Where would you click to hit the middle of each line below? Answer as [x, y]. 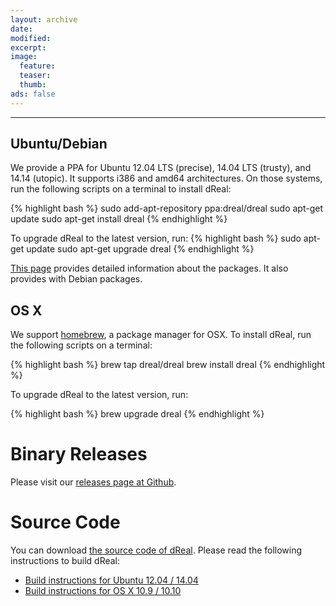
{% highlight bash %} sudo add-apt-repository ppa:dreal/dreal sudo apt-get [167, 208]
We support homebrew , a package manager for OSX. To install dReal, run [161, 335]
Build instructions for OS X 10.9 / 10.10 [103, 591]
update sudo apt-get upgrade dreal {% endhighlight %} [140, 249]
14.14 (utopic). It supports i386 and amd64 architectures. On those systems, [166, 178]
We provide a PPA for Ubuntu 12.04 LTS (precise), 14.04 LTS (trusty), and [161, 168]
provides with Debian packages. [76, 279]
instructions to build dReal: [65, 561]
